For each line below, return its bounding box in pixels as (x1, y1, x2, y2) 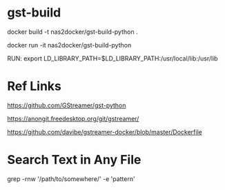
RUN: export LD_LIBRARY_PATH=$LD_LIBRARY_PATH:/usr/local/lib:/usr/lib (7, 54, 219, 63)
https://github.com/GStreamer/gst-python (7, 101, 126, 109)
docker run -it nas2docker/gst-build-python (7, 41, 132, 49)
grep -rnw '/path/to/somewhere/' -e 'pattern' (7, 174, 136, 183)
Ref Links (7, 78, 62, 94)
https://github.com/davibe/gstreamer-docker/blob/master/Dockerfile (7, 127, 202, 136)
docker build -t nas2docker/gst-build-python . (7, 28, 138, 36)
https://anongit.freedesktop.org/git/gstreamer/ (7, 114, 139, 123)
